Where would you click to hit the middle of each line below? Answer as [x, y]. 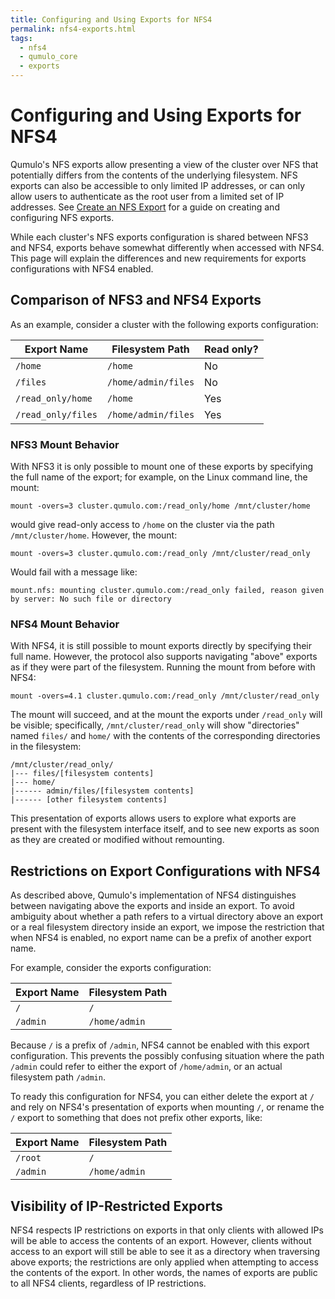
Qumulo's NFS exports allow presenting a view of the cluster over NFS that [164, 164]
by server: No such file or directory [91, 599]
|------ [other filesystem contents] [89, 800]
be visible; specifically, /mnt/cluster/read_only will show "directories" [155, 725]
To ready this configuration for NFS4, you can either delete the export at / [162, 1097]
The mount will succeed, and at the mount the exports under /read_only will [166, 715]
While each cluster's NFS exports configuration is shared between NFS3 [159, 237]
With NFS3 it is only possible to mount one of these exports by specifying [162, 467]
